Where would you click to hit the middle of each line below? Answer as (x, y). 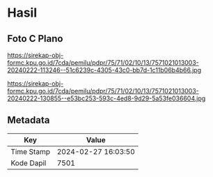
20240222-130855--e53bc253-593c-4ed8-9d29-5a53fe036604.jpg (106, 98)
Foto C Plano (35, 39)
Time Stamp (31, 151)
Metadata (29, 120)
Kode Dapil (29, 163)
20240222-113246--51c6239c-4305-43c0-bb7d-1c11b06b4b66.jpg (104, 70)
